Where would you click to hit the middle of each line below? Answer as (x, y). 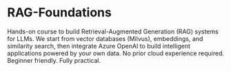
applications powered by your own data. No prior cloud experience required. (116, 53)
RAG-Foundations (59, 13)
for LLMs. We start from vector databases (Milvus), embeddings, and (105, 38)
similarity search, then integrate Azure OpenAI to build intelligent (99, 46)
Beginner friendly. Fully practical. (54, 60)
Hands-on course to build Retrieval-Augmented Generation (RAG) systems (113, 31)
